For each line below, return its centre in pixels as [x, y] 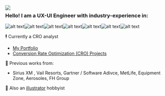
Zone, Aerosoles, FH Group [41, 78]
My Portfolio [25, 48]
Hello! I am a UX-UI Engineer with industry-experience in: [77, 16]
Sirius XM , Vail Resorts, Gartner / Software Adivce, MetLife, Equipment [87, 73]
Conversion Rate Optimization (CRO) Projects [60, 54]
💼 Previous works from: [30, 63]
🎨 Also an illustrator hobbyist [35, 88]
